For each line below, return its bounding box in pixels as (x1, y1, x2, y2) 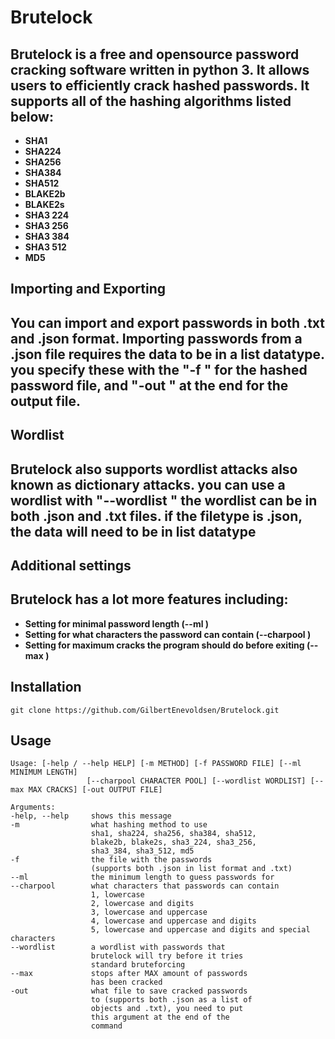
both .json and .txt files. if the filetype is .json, (10, 507, 303, 525)
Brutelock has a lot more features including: (10, 591, 289, 608)
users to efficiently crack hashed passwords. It (10, 77, 310, 94)
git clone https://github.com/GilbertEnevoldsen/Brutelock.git (10, 705, 280, 715)
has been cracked (90, 977, 163, 988)
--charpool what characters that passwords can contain (10, 881, 280, 891)
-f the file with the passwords (10, 855, 213, 865)
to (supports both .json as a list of (90, 995, 253, 1005)
